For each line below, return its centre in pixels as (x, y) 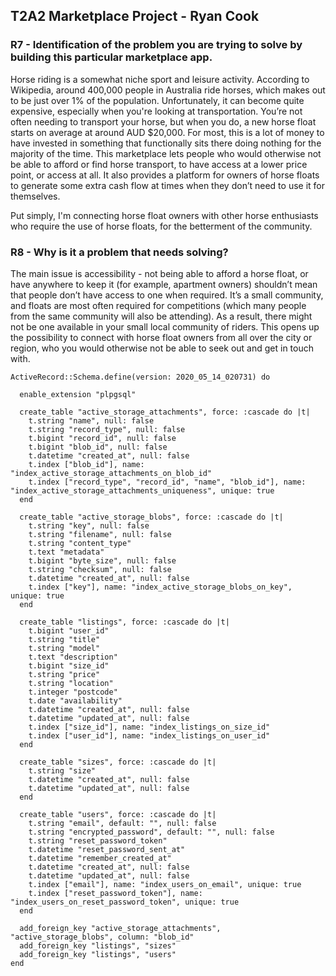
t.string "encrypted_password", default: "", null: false (151, 832)
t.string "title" (64, 639)
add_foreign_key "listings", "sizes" (98, 945)
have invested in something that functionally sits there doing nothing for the (166, 143)
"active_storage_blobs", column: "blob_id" (102, 937)
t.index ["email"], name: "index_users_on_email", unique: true (165, 884)
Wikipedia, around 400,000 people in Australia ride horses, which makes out (168, 90)
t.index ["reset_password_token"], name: (115, 893)
